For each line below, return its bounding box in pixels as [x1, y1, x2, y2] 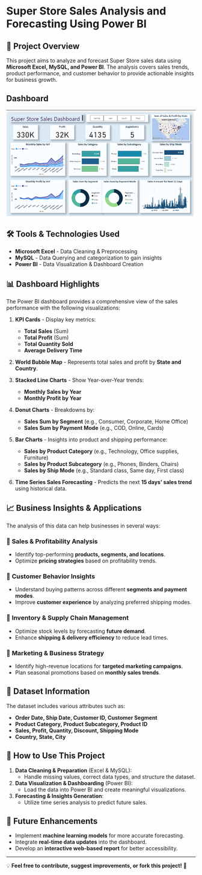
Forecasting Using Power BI [6, 17, 147, 31]
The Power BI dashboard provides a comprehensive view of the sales [6, 297, 179, 305]
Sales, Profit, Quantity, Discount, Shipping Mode [14, 727, 139, 734]
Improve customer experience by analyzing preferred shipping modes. [14, 599, 192, 606]
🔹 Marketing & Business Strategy [6, 649, 104, 657]
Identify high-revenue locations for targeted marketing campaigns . [14, 662, 183, 670]
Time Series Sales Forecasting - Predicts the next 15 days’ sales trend [14, 478, 192, 485]
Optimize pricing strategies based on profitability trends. [14, 557, 158, 564]
